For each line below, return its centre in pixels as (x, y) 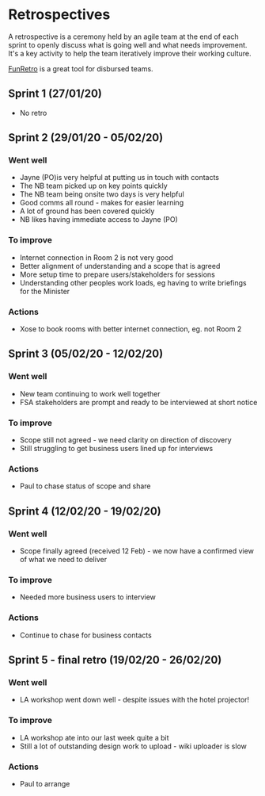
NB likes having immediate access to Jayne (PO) (98, 220)
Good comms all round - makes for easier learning (102, 203)
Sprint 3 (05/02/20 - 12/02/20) (86, 354)
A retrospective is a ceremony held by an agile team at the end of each (123, 36)
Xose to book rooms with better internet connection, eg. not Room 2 (131, 329)
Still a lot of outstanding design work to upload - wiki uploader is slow (133, 746)
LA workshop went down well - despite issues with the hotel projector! (134, 700)
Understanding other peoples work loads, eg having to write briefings (133, 282)
